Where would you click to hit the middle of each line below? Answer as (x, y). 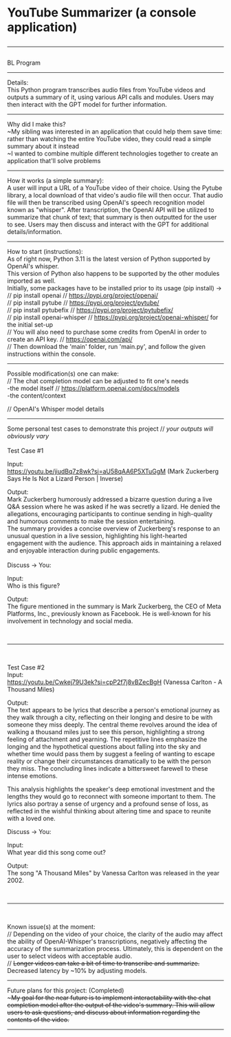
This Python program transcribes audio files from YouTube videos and (107, 90)
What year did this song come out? (57, 853)
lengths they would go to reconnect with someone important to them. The (111, 797)
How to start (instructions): (45, 252)
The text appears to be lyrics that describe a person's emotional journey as (113, 710)
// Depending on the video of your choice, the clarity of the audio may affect (115, 934)
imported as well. (32, 281)
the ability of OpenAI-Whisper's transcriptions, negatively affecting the (107, 941)
